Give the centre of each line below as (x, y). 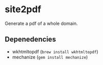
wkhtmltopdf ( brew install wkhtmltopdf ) (55, 51)
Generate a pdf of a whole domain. (41, 23)
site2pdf (23, 9)
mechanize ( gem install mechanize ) (50, 57)
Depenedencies (31, 39)
